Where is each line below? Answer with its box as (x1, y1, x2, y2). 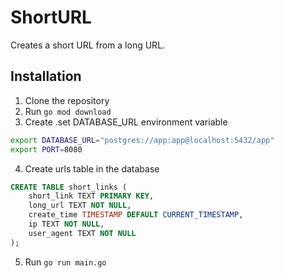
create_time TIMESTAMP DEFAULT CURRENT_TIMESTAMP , (28, 210, 244, 220)
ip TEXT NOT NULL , (28, 219, 105, 229)
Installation (10, 68, 82, 85)
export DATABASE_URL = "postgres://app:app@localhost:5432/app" (10, 135, 275, 145)
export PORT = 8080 (10, 144, 83, 155)
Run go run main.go (24, 256, 107, 268)
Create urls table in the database (24, 162, 160, 175)
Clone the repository (24, 94, 110, 106)
